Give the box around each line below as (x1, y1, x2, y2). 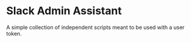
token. (6, 30, 22, 37)
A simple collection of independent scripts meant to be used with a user (6, 24, 185, 31)
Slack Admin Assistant (6, 4, 122, 18)
